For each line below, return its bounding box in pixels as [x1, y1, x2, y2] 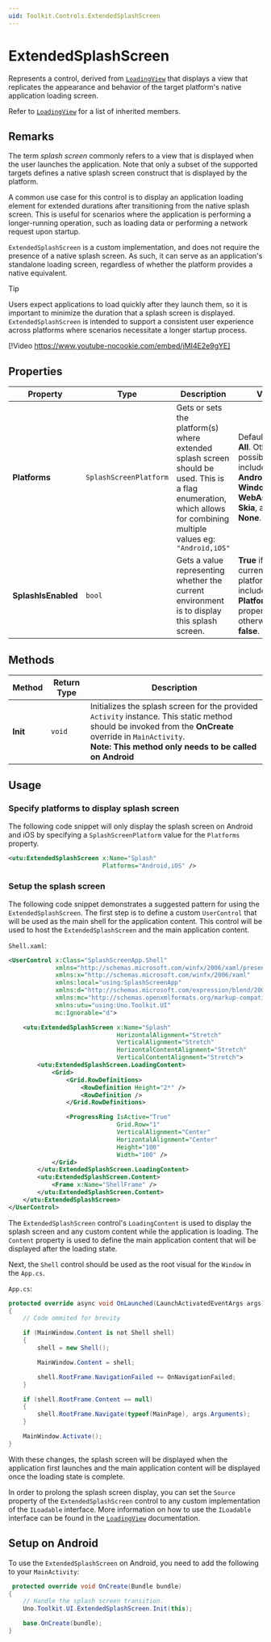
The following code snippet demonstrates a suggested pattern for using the [8, 899, 260, 909]
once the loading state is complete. [8, 1471, 125, 1481]
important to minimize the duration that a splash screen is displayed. [8, 308, 236, 318]
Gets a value [176, 555, 224, 566]
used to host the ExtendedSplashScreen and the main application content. [8, 925, 250, 935]
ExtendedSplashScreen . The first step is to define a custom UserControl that [8, 907, 257, 918]
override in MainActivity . [90, 731, 186, 742]
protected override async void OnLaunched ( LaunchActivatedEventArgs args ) [8, 1299, 265, 1307]
